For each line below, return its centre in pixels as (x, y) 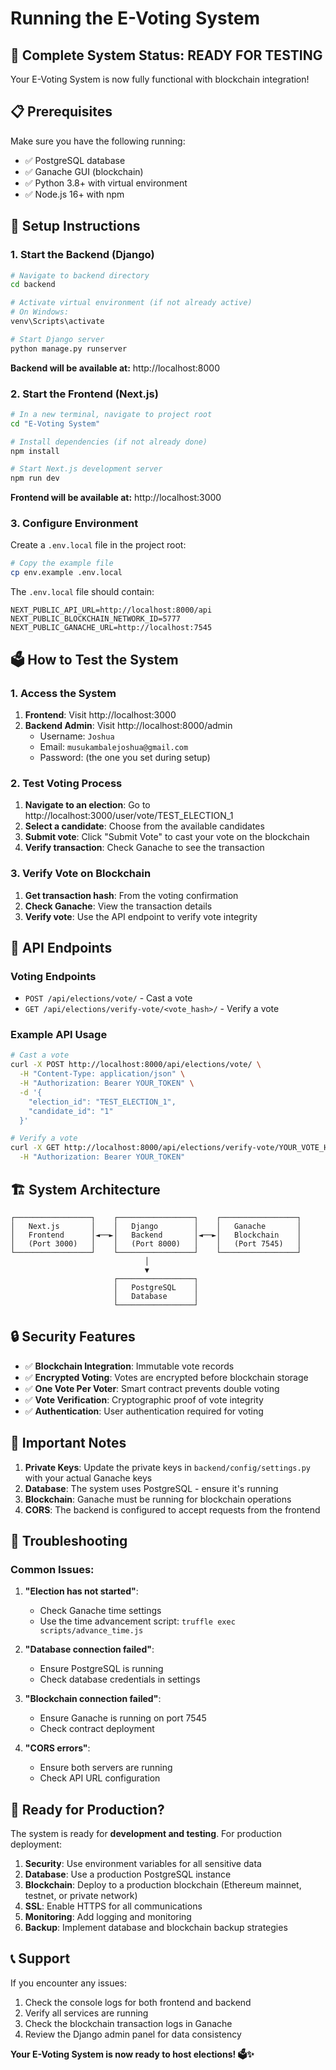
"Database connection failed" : (89, 1649)
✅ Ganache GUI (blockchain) (84, 171)
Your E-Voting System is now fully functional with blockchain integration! (160, 79)
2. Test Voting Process (66, 783)
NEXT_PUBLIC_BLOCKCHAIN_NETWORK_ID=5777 (96, 619)
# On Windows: (40, 312)
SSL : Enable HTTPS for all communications (113, 1906)
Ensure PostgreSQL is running (101, 1669)
